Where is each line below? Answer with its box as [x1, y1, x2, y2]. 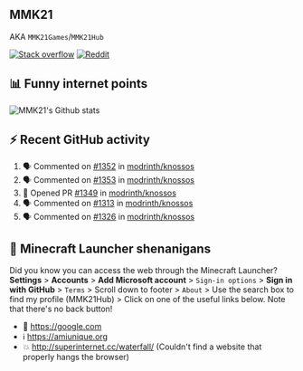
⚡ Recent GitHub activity [9, 132, 151, 147]
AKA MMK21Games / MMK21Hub [9, 31, 104, 42]
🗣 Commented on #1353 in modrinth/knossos [22, 175, 194, 185]
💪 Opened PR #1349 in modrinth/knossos [22, 187, 176, 198]
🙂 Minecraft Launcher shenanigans [9, 241, 211, 256]
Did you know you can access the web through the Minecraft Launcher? [9, 265, 279, 276]
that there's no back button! [9, 303, 113, 315]
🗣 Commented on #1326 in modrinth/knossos [22, 212, 195, 223]
